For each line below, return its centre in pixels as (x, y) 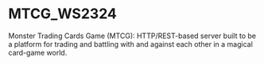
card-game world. (38, 52)
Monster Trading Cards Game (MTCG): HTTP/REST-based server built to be (132, 36)
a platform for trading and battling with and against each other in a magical (130, 44)
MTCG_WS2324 (63, 14)
